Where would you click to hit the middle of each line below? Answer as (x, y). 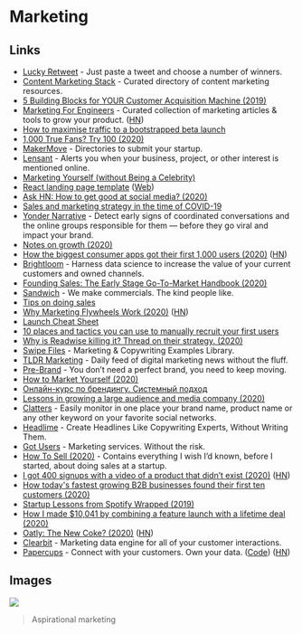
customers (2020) (56, 494)
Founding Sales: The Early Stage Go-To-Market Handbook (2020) (145, 283)
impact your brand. (58, 235)
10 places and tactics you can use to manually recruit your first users (151, 331)
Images (31, 581)
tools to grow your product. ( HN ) (83, 120)
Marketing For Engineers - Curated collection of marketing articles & (150, 110)
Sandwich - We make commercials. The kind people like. (128, 293)
